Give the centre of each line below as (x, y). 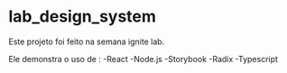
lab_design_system (83, 17)
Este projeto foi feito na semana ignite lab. (87, 41)
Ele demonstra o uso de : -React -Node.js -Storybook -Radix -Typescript (143, 59)
